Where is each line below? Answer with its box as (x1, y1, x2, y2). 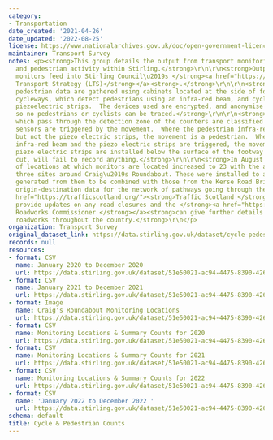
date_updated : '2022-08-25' (8, 34, 104, 43)
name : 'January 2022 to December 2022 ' (15, 397, 154, 405)
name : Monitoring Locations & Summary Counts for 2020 (15, 329, 206, 337)
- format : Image (8, 299, 63, 307)
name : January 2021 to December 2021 (15, 283, 144, 292)
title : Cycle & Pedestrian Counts (8, 420, 126, 428)
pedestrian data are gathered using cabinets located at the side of (15, 87, 256, 96)
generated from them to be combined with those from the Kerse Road (15, 178, 253, 187)
